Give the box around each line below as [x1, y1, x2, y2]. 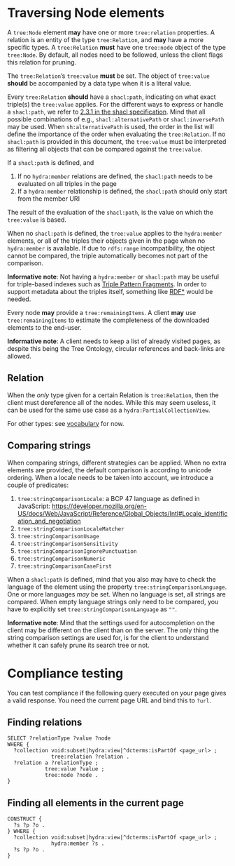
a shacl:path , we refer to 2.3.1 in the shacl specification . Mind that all [7, 107, 206, 116]
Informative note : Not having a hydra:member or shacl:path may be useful [7, 272, 219, 281]
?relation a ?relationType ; [13, 759, 99, 766]
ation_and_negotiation [17, 517, 82, 525]
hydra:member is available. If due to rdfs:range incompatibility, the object [7, 244, 215, 252]
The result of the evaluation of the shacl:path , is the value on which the [7, 208, 213, 216]
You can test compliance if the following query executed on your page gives [7, 688, 227, 697]
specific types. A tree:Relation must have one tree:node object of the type [7, 43, 226, 51]
